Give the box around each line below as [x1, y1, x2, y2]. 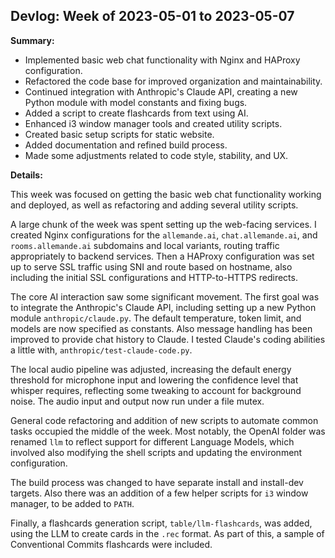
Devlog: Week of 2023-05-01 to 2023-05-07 [10, 8, 295, 25]
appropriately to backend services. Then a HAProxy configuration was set [10, 250, 315, 262]
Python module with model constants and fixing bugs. [24, 96, 248, 108]
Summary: [10, 34, 55, 46]
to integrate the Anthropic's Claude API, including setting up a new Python [10, 301, 317, 313]
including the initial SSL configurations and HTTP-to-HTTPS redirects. [10, 271, 298, 283]
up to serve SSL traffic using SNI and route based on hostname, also [10, 260, 293, 273]
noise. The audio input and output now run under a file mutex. [10, 395, 265, 407]
